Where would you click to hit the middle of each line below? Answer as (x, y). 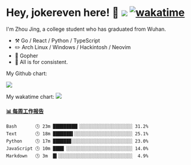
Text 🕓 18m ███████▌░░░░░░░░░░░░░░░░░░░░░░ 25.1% (77, 134)
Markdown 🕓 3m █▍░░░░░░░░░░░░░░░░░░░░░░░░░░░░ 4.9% (77, 156)
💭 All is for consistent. (41, 62)
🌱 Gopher (26, 56)
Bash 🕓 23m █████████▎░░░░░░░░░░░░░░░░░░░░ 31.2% (77, 127)
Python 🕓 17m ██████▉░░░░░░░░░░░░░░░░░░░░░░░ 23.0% (77, 141)
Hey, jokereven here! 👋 (63, 13)
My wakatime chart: (30, 96)
